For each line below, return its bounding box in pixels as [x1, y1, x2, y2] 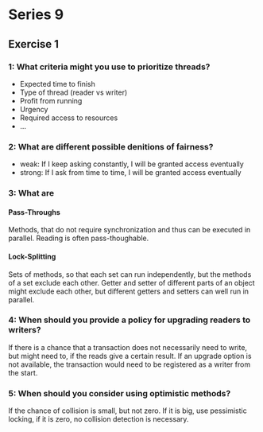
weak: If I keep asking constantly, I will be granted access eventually [19, 159, 244, 169]
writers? [8, 325, 41, 336]
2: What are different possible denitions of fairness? [8, 141, 214, 152]
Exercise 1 [8, 37, 60, 51]
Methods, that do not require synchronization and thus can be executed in [8, 225, 251, 235]
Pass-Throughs [8, 207, 61, 216]
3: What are [8, 188, 54, 199]
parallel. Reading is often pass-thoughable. [8, 233, 149, 243]
